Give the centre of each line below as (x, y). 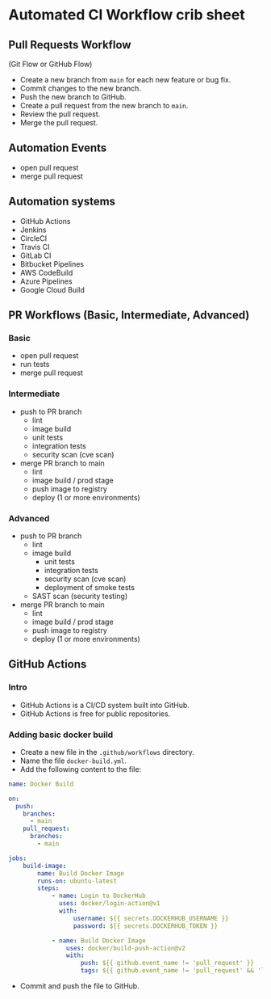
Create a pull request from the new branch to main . (104, 105)
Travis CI (35, 247)
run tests (35, 365)
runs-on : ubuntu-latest (77, 881)
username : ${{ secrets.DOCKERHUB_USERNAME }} (151, 918)
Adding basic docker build (61, 735)
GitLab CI (35, 255)
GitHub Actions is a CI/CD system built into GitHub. (104, 705)
